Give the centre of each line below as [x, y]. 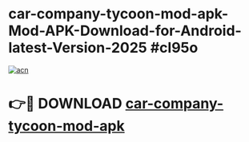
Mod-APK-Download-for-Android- [125, 31]
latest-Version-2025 [78, 48]
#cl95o [174, 48]
